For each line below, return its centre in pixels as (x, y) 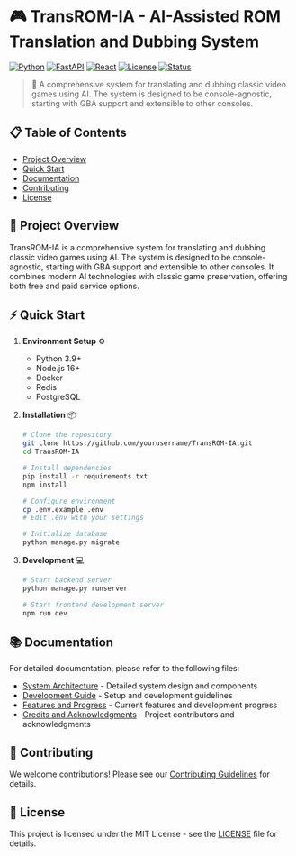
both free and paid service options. (74, 286)
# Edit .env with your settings (83, 518)
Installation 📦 (49, 415)
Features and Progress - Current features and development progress (150, 705)
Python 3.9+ (59, 359)
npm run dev (45, 613)
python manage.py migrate (71, 542)
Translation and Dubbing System (134, 42)
